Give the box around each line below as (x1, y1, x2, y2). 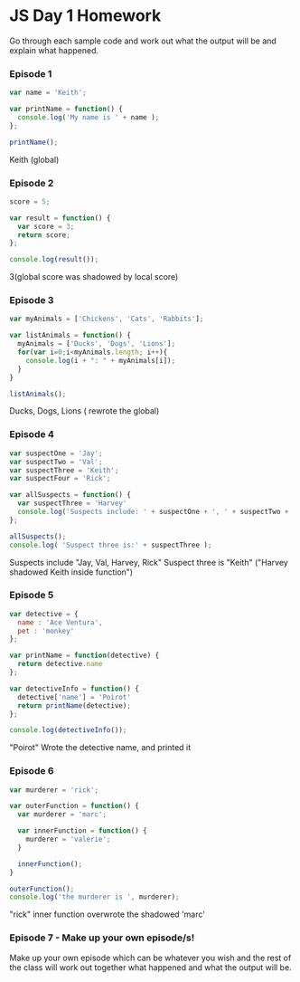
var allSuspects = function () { (9, 491, 131, 500)
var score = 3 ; (17, 222, 75, 231)
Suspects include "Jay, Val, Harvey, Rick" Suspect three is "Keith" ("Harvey (9, 557, 289, 567)
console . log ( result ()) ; (9, 255, 99, 264)
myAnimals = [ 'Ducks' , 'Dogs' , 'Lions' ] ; (17, 339, 176, 348)
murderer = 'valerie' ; (25, 834, 111, 844)
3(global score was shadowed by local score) (9, 272, 179, 282)
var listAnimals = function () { (9, 331, 131, 340)
